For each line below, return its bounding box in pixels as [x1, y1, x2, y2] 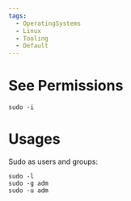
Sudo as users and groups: [8, 157, 99, 166]
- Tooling [15, 34, 49, 43]
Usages [8, 130, 61, 149]
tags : [8, 11, 27, 20]
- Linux [15, 27, 42, 35]
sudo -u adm [8, 186, 49, 195]
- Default [15, 42, 49, 50]
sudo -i [8, 103, 35, 111]
